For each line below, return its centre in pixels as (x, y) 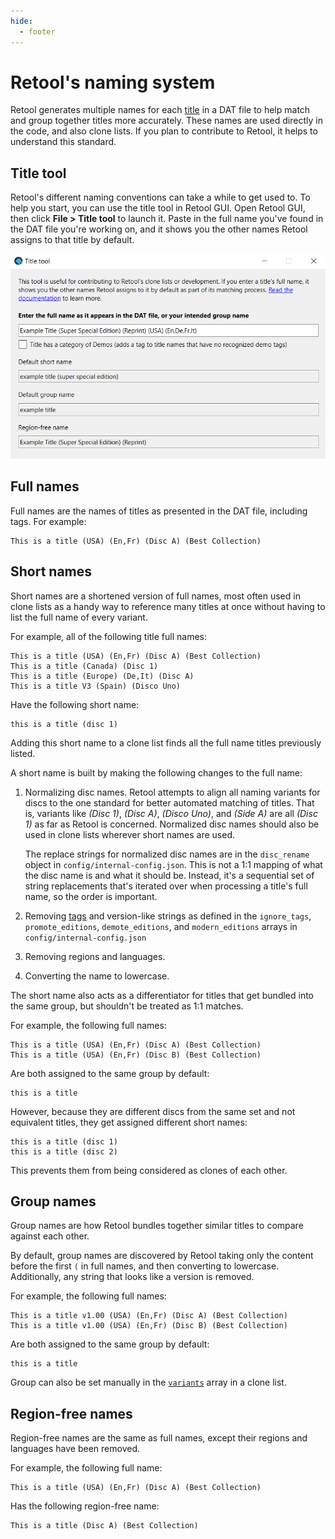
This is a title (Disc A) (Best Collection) (104, 1526)
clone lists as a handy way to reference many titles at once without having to (168, 606)
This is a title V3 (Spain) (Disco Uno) (96, 686)
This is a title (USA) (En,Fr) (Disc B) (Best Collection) (136, 1055)
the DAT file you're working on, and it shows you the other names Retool (159, 229)
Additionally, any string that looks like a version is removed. (132, 1277)
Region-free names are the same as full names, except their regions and (159, 1438)
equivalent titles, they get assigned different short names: (129, 1122)
